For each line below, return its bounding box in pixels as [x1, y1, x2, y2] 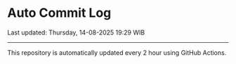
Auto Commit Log [7, 5, 112, 21]
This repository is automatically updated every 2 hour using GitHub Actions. [7, 48, 227, 57]
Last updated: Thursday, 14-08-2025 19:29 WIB [7, 28, 145, 37]
